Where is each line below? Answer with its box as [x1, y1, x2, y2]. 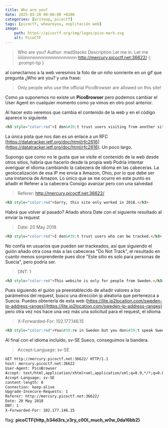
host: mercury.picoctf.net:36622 [5, 361, 75, 366]
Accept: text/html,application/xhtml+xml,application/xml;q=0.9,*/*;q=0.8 [5, 370, 164, 375]
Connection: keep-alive [5, 384, 55, 389]
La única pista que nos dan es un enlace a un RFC [5, 133, 108, 139]
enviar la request [5, 214, 40, 220]
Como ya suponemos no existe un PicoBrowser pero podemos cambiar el [5, 94, 157, 100]
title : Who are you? [5, 7, 48, 13]
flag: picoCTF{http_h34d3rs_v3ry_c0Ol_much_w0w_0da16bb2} [5, 417, 140, 423]
